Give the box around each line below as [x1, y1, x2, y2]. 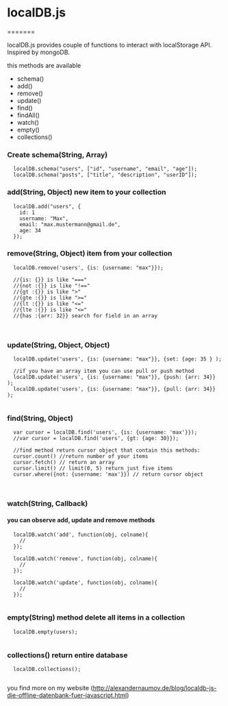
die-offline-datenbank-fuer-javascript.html [7, 691, 127, 700]
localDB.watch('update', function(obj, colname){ [13, 579, 157, 586]
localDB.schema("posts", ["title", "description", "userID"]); [13, 171, 197, 179]
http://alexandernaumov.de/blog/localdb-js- [92, 684, 217, 692]
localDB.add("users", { [13, 203, 81, 210]
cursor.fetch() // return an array [13, 459, 115, 466]
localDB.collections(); [13, 666, 81, 673]
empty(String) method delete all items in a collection [7, 613, 186, 622]
